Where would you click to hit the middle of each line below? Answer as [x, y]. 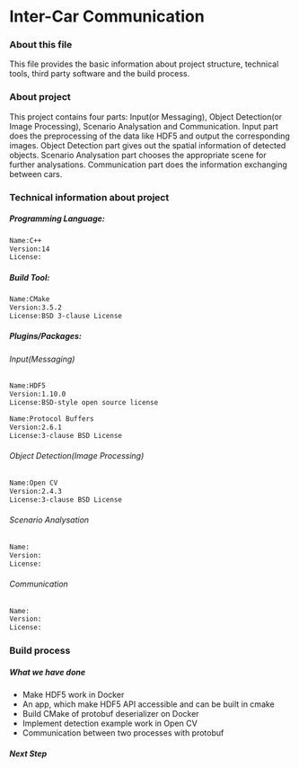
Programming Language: [57, 219]
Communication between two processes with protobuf [123, 733]
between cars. [36, 174]
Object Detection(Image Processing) [77, 456]
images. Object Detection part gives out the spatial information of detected [148, 145]
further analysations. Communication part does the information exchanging [148, 165]
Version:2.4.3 [36, 491]
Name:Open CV [34, 483]
